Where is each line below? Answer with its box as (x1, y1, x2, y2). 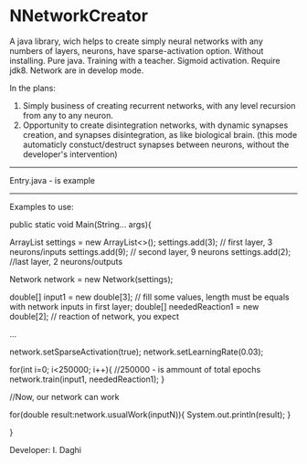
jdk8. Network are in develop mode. (9, 65, 144, 76)
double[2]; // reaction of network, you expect (9, 311, 180, 322)
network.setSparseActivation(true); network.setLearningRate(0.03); (9, 346, 264, 357)
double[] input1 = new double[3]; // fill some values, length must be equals (9, 291, 290, 302)
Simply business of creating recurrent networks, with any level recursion (22, 100, 296, 111)
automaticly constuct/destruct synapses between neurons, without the (22, 139, 290, 150)
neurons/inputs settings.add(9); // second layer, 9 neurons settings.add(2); (9, 246, 291, 257)
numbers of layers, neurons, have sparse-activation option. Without (9, 45, 264, 56)
